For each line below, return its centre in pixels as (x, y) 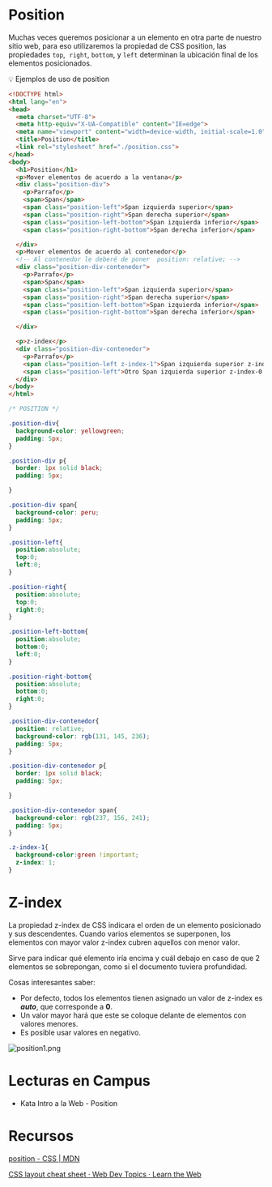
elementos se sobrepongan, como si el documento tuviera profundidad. (128, 967)
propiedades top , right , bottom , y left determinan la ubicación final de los (134, 54)
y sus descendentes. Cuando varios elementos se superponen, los (119, 933)
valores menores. (49, 1023)
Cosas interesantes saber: (52, 982)
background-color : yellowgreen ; (70, 431)
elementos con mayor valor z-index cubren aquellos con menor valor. (124, 942)
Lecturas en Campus (80, 1081)
